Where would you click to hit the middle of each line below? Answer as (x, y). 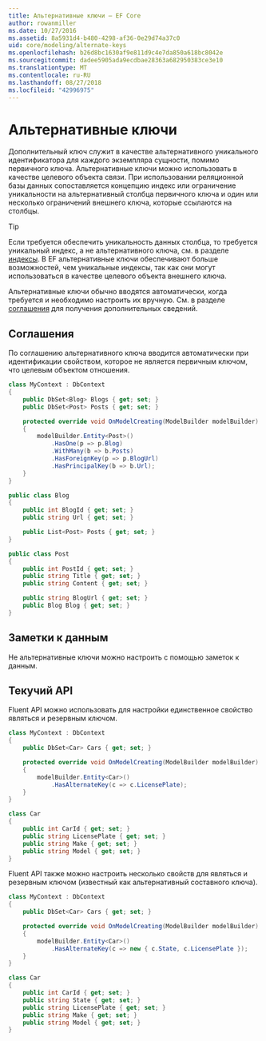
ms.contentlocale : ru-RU (50, 75)
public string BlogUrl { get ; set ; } (85, 598)
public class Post (39, 554)
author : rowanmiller (43, 23)
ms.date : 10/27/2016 (43, 30)
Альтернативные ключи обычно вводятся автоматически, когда (118, 292)
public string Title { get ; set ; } (82, 576)
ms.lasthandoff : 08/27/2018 (55, 82)
